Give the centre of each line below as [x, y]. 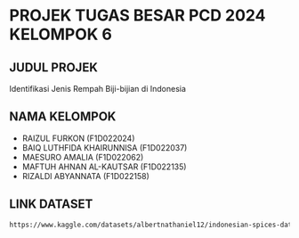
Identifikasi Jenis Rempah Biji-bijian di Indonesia [98, 89]
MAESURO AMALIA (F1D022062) [83, 157]
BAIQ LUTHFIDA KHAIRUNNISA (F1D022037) [105, 147]
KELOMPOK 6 [61, 34]
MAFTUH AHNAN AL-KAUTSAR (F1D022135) [104, 167]
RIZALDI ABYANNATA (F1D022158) [85, 176]
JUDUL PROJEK [53, 67]
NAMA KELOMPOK [63, 117]
